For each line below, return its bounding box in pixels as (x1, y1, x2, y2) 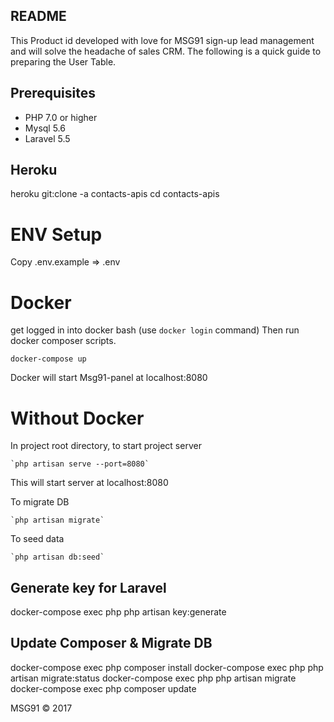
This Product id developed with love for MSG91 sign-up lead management (10, 34, 315, 46)
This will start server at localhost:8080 (10, 477, 169, 489)
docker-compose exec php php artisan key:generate (10, 606, 227, 618)
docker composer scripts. (10, 335, 117, 347)
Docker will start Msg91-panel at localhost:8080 (10, 372, 208, 384)
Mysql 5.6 (24, 122, 66, 134)
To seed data (10, 533, 65, 545)
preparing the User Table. (10, 55, 117, 68)
